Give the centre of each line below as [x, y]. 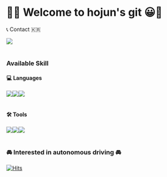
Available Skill [27, 63]
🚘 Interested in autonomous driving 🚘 [64, 153]
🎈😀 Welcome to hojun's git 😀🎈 [84, 12]
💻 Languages [24, 78]
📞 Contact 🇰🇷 [23, 29]
